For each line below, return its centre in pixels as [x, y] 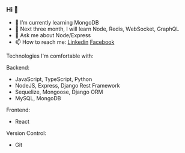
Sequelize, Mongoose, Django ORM [59, 92]
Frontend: [18, 110]
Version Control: [26, 133]
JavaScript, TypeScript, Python [53, 79]
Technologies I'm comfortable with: [50, 56]
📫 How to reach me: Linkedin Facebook [65, 42]
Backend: [18, 68]
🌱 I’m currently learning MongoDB [57, 23]
